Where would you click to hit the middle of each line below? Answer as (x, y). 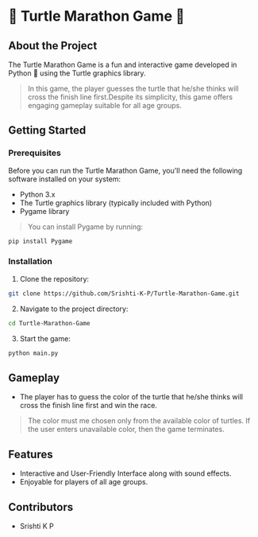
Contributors (41, 507)
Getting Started (47, 130)
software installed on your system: (65, 179)
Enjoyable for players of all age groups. (84, 482)
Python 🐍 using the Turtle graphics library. (77, 73)
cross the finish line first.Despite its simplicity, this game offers (130, 97)
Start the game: (45, 338)
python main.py (33, 353)
